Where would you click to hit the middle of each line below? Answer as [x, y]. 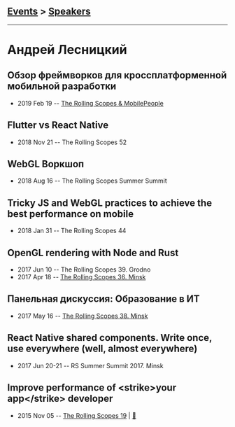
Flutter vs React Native [58, 125]
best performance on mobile [71, 214]
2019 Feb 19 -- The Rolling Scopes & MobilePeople [91, 103]
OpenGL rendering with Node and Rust [93, 252]
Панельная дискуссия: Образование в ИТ [104, 299]
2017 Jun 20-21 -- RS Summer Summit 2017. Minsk [90, 365]
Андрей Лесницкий [67, 50]
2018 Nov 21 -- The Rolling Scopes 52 [72, 142]
